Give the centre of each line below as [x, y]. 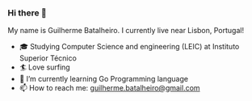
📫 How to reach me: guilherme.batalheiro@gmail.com [109, 88]
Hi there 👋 [27, 13]
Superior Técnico [48, 58]
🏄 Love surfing [44, 67]
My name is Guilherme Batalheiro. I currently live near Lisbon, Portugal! [126, 31]
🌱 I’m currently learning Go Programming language [104, 79]
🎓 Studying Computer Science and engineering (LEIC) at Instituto [129, 47]
